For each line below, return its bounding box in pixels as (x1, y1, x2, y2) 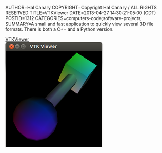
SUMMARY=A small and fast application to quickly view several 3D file (5, 21, 154, 27)
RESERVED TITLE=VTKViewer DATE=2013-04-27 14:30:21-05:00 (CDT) (5, 10, 156, 16)
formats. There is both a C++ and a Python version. (5, 26, 114, 32)
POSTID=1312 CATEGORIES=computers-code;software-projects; (5, 15, 143, 21)
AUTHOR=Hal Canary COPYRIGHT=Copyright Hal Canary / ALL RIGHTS (5, 5, 157, 10)
